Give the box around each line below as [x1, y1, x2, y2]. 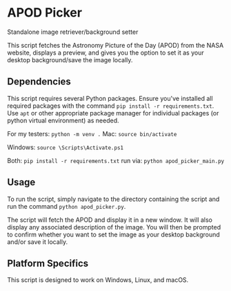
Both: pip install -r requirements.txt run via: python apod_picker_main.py [7, 156, 225, 165]
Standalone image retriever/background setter [7, 28, 139, 36]
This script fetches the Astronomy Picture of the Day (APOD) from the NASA [7, 41, 224, 49]
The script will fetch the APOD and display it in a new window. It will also [7, 216, 212, 224]
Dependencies [7, 76, 71, 88]
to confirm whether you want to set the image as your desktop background [7, 230, 221, 238]
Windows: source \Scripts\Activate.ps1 [7, 143, 124, 151]
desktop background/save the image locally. [7, 55, 133, 64]
